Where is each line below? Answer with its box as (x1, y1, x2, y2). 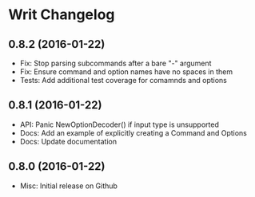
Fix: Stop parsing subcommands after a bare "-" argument (19, 58, 212, 68)
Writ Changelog (8, 6, 115, 24)
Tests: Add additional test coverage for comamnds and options (19, 76, 228, 85)
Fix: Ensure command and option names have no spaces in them (19, 67, 233, 77)
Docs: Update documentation (19, 136, 118, 146)
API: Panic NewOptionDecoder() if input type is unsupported (19, 120, 220, 129)
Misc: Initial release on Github (19, 181, 118, 191)
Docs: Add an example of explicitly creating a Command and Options (19, 128, 248, 137)
